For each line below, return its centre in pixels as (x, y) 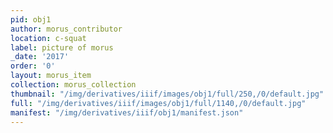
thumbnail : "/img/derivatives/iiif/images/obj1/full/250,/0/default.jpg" (167, 94)
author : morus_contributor (66, 29)
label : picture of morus (62, 47)
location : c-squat (48, 38)
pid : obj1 (31, 19)
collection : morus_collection (73, 85)
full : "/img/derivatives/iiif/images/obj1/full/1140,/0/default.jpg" (158, 103)
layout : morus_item (51, 76)
